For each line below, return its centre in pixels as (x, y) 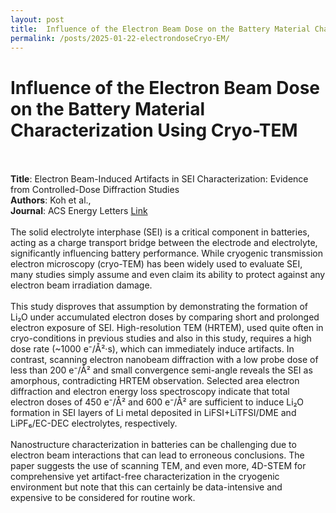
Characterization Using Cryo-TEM (154, 130)
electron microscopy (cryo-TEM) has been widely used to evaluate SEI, (156, 264)
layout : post (37, 19)
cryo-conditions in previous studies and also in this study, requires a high (161, 338)
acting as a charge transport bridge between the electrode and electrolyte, (164, 243)
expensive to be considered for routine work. (103, 498)
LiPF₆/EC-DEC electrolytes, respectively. (94, 423)
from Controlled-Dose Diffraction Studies (95, 190)
